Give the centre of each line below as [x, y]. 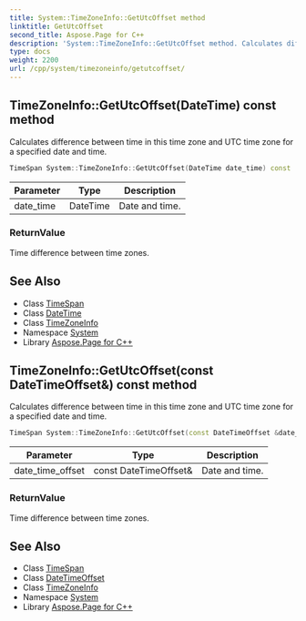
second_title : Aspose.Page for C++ [77, 35]
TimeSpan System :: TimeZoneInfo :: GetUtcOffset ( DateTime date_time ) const [150, 168]
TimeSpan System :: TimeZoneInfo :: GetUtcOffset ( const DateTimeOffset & [144, 433]
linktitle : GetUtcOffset [56, 26]
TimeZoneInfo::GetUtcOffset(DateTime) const [143, 106]
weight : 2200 [34, 60]
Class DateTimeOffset [63, 578]
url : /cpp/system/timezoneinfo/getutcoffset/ [97, 69]
